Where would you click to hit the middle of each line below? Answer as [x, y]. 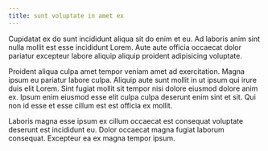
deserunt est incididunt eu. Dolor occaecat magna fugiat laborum [116, 129]
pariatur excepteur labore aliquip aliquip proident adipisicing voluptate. [126, 55]
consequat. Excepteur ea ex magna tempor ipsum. [92, 138]
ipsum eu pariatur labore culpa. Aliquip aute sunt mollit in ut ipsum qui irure [133, 80]
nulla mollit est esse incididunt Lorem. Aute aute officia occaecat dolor [125, 47]
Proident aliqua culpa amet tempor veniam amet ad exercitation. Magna [127, 71]
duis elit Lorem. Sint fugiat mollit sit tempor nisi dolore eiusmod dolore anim [133, 88]
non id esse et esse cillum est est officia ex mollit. [91, 105]
